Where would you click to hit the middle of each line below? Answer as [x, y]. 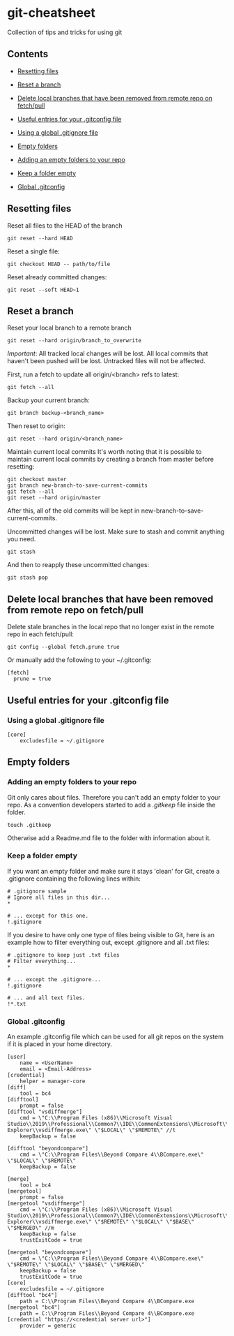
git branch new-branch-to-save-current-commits [78, 486]
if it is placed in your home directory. [60, 1044]
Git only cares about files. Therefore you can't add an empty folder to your [114, 797]
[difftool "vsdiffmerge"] [45, 1112]
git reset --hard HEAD [40, 238]
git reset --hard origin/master [54, 498]
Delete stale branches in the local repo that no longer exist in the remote [111, 627]
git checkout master [37, 480]
